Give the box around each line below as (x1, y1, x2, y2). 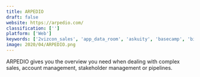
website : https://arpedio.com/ (6, 20, 84, 25)
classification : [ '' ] (6, 25, 60, 31)
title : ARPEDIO (6, 8, 44, 15)
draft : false (6, 14, 39, 20)
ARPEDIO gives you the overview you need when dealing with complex (6, 57, 180, 65)
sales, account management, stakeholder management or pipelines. (6, 64, 173, 71)
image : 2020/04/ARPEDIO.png (6, 42, 76, 48)
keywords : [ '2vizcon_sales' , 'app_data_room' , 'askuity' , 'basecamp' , (6, 36, 185, 42)
